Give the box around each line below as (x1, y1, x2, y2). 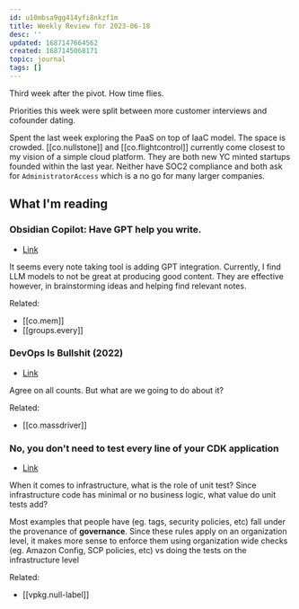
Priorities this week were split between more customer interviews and (9, 105, 268, 116)
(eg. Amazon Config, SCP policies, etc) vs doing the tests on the (9, 545, 247, 556)
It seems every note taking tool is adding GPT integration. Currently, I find (9, 261, 281, 272)
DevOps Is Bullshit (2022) (9, 347, 124, 359)
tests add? (9, 499, 48, 510)
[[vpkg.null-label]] (22, 589, 90, 600)
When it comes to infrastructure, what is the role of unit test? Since (9, 480, 257, 490)
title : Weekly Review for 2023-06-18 (9, 22, 151, 31)
